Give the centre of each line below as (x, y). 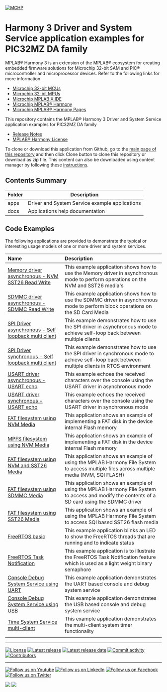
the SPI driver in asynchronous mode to (111, 326)
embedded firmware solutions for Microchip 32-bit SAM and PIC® (73, 68)
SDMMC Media (25, 495)
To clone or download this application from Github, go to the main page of (81, 149)
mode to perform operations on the (105, 279)
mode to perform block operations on (108, 306)
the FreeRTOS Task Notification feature (110, 557)
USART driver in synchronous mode (106, 407)
